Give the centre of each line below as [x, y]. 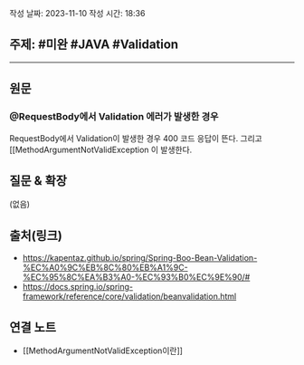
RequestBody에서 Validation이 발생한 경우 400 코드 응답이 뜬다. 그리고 [136, 138]
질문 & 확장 [38, 181]
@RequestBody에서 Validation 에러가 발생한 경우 [114, 117]
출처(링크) [36, 235]
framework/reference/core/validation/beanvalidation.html [129, 296]
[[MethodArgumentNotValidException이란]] [103, 351]
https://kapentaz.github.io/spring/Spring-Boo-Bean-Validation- [140, 258]
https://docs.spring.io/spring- [78, 287]
